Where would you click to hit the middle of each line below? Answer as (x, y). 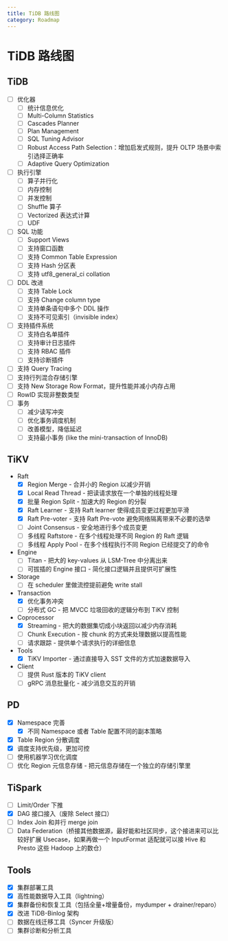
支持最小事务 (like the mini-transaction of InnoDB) (98, 438)
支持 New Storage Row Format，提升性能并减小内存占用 (96, 386)
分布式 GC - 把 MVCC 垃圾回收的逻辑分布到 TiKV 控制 (103, 609)
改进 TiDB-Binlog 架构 (48, 914)
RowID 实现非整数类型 (48, 394)
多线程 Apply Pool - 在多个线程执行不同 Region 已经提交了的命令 (118, 545)
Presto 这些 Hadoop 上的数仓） (61, 848)
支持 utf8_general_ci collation (69, 274)
